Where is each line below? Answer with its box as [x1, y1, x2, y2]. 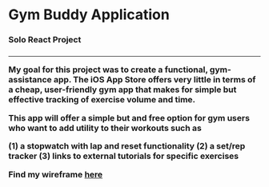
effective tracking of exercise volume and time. [8, 94, 196, 105]
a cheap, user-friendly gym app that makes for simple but [8, 84, 237, 95]
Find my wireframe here [8, 169, 103, 180]
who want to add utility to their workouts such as [8, 122, 202, 133]
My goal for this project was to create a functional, [8, 64, 208, 75]
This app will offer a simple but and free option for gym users [8, 112, 251, 123]
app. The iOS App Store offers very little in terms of [53, 74, 256, 86]
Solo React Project [8, 34, 82, 46]
